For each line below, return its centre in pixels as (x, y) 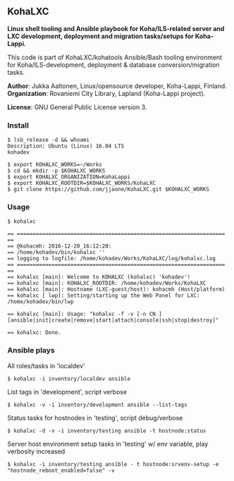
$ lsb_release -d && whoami (49, 140)
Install (18, 125)
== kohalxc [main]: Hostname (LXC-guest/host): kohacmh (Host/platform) (116, 290)
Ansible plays (31, 351)
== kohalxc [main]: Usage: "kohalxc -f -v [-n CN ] (85, 314)
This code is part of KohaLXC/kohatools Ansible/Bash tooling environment (115, 57)
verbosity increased (36, 451)
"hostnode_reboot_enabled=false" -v (61, 470)
